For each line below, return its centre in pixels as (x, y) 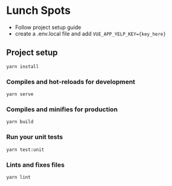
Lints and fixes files (36, 165)
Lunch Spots (39, 11)
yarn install (23, 66)
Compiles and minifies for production (62, 109)
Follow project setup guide (48, 27)
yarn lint (19, 177)
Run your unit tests (35, 137)
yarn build (20, 122)
